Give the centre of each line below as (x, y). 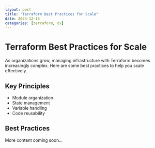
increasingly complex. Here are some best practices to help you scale (75, 66)
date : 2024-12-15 (23, 18)
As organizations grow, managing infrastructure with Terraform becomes (77, 61)
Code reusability (28, 113)
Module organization (32, 98)
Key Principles (27, 86)
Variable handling (29, 108)
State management (31, 103)
